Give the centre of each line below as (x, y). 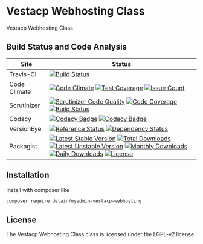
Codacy (20, 119)
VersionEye (25, 128)
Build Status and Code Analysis (67, 47)
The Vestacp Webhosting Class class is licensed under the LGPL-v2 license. (101, 234)
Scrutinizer (25, 105)
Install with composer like (38, 190)
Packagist (23, 146)
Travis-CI (23, 74)
